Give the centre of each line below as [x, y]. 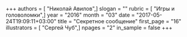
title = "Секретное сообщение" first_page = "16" [119, 21]
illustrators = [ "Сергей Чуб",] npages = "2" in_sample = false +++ [89, 27]
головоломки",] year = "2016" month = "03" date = [70, 15]
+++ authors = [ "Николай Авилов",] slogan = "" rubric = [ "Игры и [90, 9]
